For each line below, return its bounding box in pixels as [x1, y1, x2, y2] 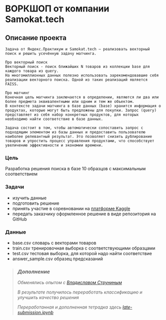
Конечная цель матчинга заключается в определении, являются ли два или [5, 95, 159, 100]
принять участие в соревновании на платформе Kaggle [12, 205, 131, 211]
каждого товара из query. [5, 68, 59, 73]
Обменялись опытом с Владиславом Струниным [17, 280, 122, 286]
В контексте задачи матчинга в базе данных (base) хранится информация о [5, 103, 162, 108]
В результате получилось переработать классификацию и [17, 289, 143, 295]
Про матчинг [5, 90, 30, 95]
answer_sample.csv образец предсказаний [12, 256, 103, 262]
